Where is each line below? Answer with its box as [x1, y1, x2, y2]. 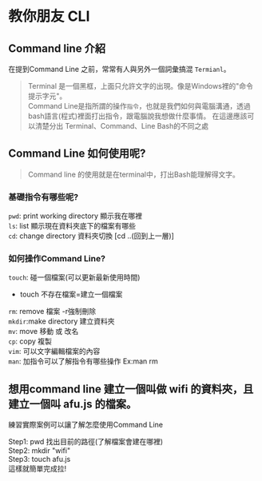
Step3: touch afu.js [8, 455, 71, 464]
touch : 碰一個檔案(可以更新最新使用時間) [8, 272, 141, 282]
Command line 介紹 [8, 42, 106, 55]
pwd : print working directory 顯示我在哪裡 [8, 211, 142, 221]
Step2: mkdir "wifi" [8, 446, 70, 455]
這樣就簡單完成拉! [8, 464, 67, 474]
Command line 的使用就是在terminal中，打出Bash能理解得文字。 [27, 169, 240, 179]
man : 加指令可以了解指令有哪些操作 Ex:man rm [8, 356, 158, 366]
